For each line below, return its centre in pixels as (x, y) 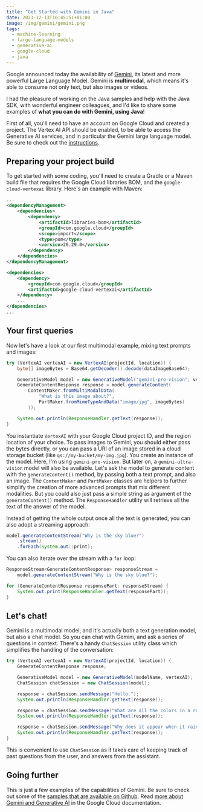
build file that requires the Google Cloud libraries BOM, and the (85, 183)
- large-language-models (43, 40)
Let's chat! (27, 616)
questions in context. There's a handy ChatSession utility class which (92, 643)
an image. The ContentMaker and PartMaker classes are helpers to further (97, 481)
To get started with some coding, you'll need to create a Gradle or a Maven (99, 176)
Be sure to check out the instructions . (53, 142)
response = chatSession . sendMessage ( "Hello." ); (78, 694)
